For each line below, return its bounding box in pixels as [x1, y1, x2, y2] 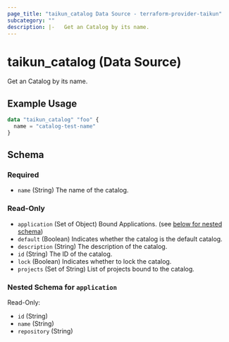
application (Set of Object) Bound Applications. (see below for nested [17, 219, 223, 228]
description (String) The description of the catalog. [17, 242, 168, 250]
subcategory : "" [7, 17, 55, 24]
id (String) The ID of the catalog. [17, 250, 113, 258]
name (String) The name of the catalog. [17, 186, 129, 195]
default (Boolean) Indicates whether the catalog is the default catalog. [17, 234, 223, 243]
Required [7, 170, 39, 180]
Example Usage [7, 97, 78, 109]
